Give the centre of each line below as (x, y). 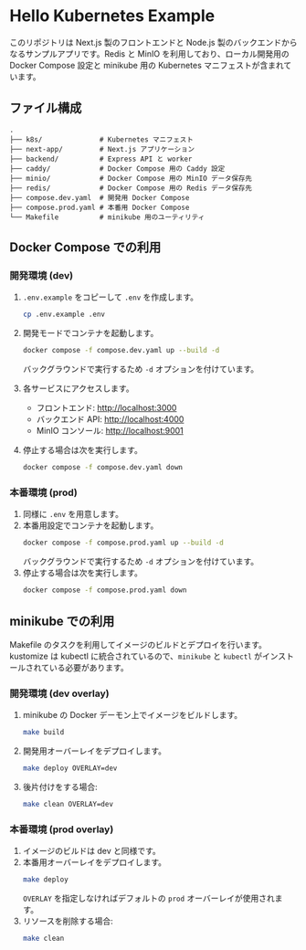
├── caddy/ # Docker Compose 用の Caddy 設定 (117, 169)
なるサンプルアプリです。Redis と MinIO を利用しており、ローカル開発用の (149, 53)
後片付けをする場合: (60, 786)
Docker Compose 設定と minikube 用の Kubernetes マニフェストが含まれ (147, 65)
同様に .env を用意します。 (73, 514)
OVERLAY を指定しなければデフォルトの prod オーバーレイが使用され (149, 898)
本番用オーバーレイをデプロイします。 (95, 862)
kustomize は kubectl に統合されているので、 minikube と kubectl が (136, 656)
